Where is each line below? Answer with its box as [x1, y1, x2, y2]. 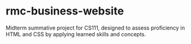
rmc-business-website [5, 4, 124, 18]
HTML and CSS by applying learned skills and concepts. [5, 30, 146, 37]
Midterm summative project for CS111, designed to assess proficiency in [5, 24, 186, 31]
